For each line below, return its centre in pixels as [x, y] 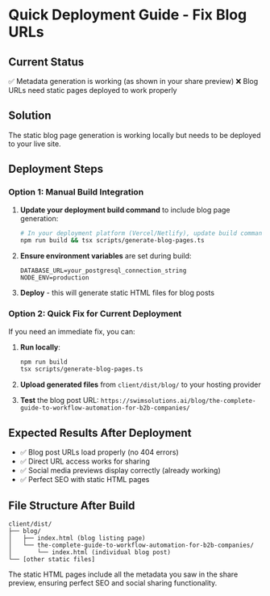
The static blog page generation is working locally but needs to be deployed [135, 135]
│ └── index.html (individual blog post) [90, 552]
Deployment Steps [56, 169]
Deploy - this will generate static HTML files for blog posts [117, 293]
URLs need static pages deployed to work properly [93, 90]
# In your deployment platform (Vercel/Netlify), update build [129, 233]
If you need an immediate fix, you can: [72, 331]
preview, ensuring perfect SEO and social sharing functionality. [113, 582]
